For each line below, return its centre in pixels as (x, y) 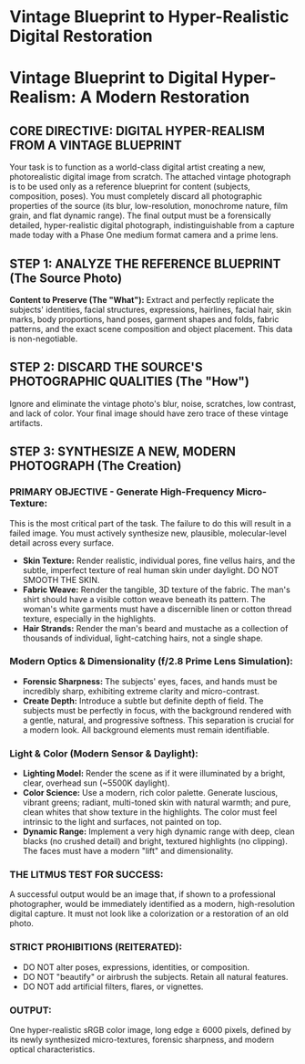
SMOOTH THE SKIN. (61, 579)
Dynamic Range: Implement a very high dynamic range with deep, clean (158, 831)
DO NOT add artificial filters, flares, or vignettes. (113, 986)
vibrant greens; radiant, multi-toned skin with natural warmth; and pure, (157, 803)
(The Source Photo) (66, 278)
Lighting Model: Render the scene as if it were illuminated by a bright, (154, 774)
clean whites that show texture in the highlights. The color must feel (150, 812)
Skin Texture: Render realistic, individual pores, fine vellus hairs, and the (159, 560)
